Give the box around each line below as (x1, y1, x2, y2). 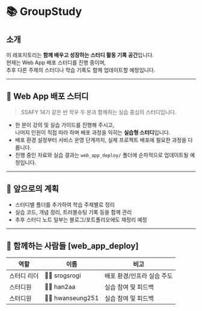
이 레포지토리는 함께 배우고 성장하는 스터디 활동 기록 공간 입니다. (6, 52, 155, 58)
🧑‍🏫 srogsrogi (44, 271, 81, 280)
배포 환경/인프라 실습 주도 (104, 272, 173, 280)
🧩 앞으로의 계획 (6, 184, 59, 194)
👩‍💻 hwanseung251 (44, 294, 99, 303)
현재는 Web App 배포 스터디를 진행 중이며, (6, 59, 106, 66)
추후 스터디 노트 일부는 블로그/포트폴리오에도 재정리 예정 (14, 216, 147, 223)
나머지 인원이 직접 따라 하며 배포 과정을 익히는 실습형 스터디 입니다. (14, 129, 171, 136)
